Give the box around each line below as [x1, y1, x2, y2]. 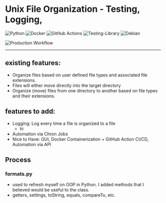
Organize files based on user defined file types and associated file [12, 72, 148, 78]
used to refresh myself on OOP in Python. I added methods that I [12, 182, 144, 188]
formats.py [5, 170, 33, 177]
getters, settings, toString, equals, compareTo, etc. [12, 192, 116, 198]
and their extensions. [12, 93, 55, 99]
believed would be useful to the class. [12, 187, 90, 193]
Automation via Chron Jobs [12, 131, 68, 137]
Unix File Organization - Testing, [5, 3, 140, 15]
